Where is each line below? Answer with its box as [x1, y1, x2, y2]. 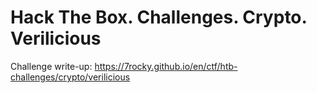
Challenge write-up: [10, 60, 93, 72]
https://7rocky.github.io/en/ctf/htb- [94, 60, 238, 72]
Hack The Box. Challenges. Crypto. [10, 6, 308, 29]
